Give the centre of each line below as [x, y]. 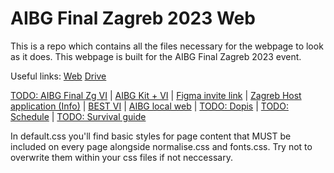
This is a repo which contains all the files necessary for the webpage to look [167, 46]
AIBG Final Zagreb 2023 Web [133, 18]
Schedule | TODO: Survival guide [78, 116]
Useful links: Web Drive [58, 76]
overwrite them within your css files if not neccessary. [121, 157]
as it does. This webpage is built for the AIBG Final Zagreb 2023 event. [156, 56]
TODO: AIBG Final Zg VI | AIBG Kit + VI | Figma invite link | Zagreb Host [156, 95]
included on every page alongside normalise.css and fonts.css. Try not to [161, 146]
